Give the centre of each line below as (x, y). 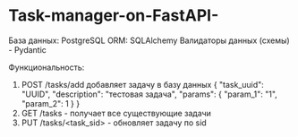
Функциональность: (47, 67)
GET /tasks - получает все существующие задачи (116, 113)
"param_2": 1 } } (51, 103)
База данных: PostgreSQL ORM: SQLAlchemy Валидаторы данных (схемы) (149, 40)
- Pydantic (27, 49)
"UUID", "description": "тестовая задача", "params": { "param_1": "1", (149, 94)
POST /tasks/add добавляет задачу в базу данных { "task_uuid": (143, 84)
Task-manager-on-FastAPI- (114, 16)
